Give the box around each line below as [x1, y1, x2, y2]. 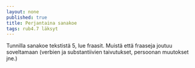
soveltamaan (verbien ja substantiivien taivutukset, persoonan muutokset [6, 49, 189, 56]
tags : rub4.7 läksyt [6, 25, 59, 32]
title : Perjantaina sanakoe [6, 20, 78, 26]
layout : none [6, 8, 39, 15]
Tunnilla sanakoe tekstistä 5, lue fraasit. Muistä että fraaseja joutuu [6, 42, 173, 49]
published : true [6, 14, 47, 20]
